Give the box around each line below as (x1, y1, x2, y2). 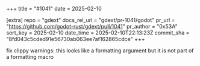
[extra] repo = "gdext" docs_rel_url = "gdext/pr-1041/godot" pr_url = (6, 17, 175, 23)
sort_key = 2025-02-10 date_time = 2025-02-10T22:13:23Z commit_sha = (6, 29, 190, 36)
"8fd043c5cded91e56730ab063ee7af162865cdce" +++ (6, 36, 145, 42)
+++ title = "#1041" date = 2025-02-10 (6, 5, 102, 12)
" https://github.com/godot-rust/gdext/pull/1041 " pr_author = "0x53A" (6, 23, 178, 30)
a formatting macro (6, 54, 54, 60)
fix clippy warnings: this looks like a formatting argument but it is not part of (6, 47, 194, 54)
